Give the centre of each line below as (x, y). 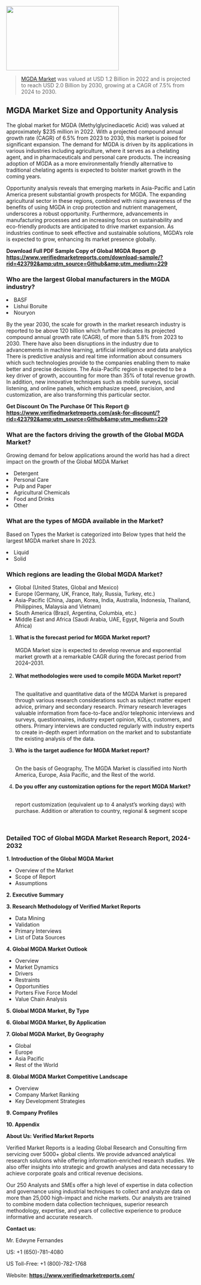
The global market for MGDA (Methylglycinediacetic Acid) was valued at (95, 125)
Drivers (24, 974)
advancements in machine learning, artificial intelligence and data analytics (99, 350)
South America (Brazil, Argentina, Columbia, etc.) (76, 613)
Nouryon (25, 313)
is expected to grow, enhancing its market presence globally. (81, 239)
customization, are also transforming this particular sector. (78, 395)
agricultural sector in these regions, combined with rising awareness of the (99, 201)
